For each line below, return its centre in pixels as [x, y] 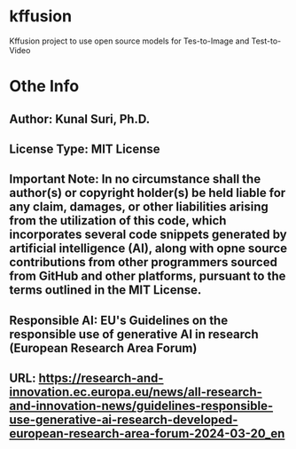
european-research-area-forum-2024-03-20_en [147, 433]
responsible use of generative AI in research [134, 334]
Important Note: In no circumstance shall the [135, 179]
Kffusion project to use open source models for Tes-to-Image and [129, 41]
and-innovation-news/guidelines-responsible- [141, 406]
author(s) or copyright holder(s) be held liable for [148, 193]
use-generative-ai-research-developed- [124, 420]
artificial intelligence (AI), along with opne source [148, 249]
